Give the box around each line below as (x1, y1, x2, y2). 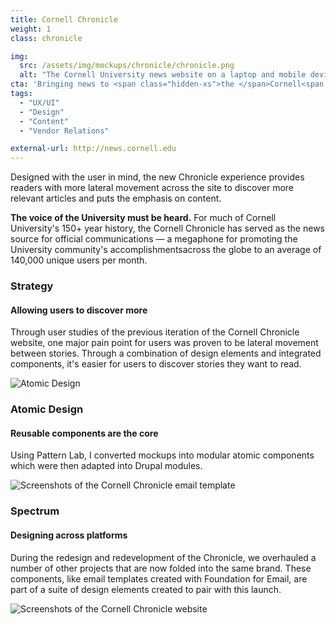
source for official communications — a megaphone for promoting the (10, 233, 298, 245)
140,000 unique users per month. (10, 254, 148, 266)
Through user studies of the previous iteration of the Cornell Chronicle (10, 326, 300, 338)
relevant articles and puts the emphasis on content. (10, 192, 222, 205)
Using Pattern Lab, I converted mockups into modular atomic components (10, 449, 315, 461)
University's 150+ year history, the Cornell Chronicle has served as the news (10, 222, 325, 235)
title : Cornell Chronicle (10, 14, 118, 25)
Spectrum (10, 504, 60, 518)
